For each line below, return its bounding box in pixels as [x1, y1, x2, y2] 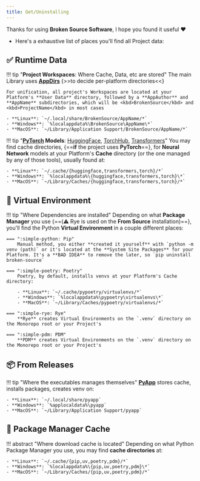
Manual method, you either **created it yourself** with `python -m [17, 241, 194, 248]
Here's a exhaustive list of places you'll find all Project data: [15, 37, 164, 44]
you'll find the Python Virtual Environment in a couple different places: [6, 224, 184, 231]
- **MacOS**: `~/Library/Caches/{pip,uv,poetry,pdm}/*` [6, 469, 150, 475]
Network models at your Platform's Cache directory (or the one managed [6, 150, 190, 157]
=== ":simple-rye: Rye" [6, 310, 67, 316]
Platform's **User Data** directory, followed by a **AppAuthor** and [6, 95, 188, 101]
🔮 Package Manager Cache [6, 424, 110, 434]
